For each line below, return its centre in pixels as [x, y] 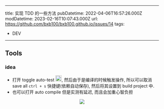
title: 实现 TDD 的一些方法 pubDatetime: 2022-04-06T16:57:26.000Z [74, 13]
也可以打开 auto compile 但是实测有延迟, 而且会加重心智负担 [72, 92]
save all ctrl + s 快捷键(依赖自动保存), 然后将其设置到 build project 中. [83, 86]
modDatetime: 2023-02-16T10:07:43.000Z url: [52, 19]
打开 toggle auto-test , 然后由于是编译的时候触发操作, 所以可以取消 [82, 80]
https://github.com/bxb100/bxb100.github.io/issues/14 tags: [65, 24]
